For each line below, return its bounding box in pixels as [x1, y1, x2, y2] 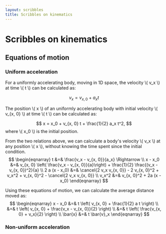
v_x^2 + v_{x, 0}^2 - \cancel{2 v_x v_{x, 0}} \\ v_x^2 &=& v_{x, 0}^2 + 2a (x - [6, 172, 161, 178]
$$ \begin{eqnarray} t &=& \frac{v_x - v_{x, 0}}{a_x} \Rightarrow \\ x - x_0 [8, 156, 160, 162]
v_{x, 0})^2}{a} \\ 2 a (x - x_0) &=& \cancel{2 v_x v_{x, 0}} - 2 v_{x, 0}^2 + [9, 167, 159, 173]
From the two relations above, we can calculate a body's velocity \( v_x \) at [5, 138, 161, 144]
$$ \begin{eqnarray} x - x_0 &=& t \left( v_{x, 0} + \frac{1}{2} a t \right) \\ [9, 200, 158, 206]
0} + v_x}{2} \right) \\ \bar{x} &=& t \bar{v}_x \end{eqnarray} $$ [18, 211, 150, 217]
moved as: [5, 193, 26, 199]
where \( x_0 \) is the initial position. [5, 128, 78, 134]
